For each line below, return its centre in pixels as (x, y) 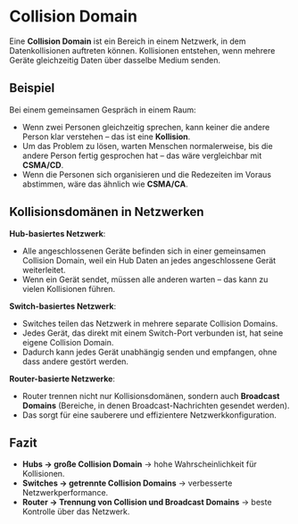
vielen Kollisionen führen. (69, 288)
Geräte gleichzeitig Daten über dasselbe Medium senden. (115, 60)
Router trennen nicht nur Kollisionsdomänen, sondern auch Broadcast (151, 395)
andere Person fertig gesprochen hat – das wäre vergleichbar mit (142, 155)
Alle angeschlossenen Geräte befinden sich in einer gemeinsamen (144, 251)
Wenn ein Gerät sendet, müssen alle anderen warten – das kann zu (145, 279)
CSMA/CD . (43, 165)
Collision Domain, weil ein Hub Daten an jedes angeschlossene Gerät (149, 260)
